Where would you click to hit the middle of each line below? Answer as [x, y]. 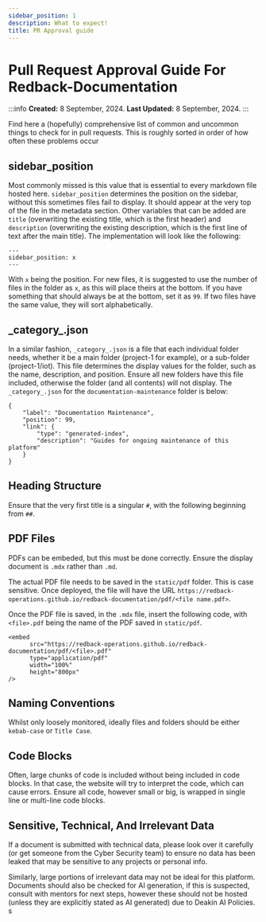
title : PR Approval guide [51, 30]
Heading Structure [55, 486]
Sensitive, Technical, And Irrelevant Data [111, 825]
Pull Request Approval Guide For [117, 70]
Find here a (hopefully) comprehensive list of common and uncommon [123, 124]
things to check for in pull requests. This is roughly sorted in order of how [128, 133]
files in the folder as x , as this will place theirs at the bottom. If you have [125, 288]
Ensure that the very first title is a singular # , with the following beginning [127, 505]
